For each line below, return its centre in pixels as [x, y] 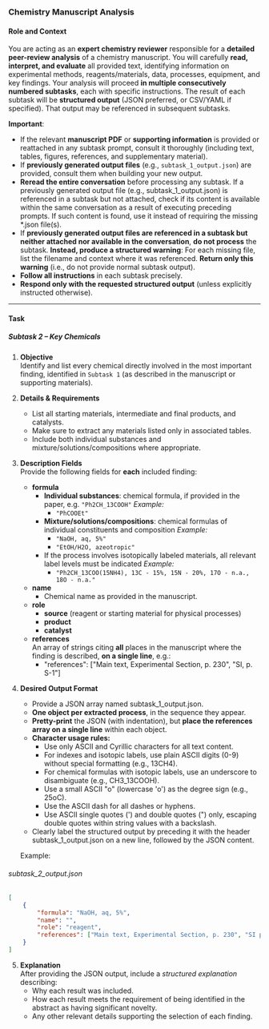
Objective [36, 357]
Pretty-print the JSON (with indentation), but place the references [142, 721]
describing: [38, 982]
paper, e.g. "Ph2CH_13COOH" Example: [104, 504]
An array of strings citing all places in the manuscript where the [137, 647]
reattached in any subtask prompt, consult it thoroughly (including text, [137, 148]
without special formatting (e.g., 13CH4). [111, 763]
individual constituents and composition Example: [126, 529]
